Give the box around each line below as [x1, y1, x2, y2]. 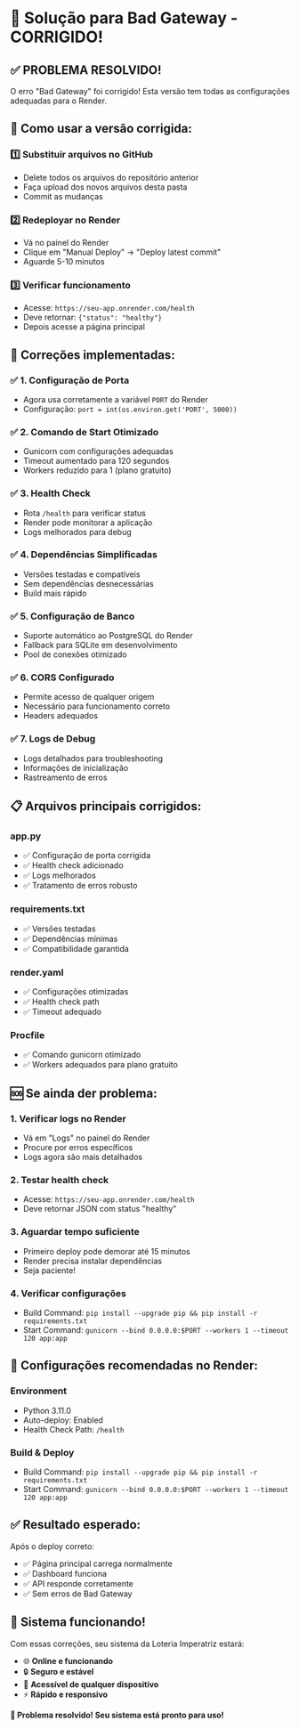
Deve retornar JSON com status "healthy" [22, 1204, 177, 1214]
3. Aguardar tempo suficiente [10, 1226, 141, 1238]
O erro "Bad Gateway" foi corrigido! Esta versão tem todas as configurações [10, 86, 290, 96]
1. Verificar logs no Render [10, 1112, 127, 1124]
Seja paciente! [22, 1264, 77, 1276]
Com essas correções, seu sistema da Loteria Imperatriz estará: [10, 1638, 245, 1649]
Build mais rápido [22, 588, 87, 598]
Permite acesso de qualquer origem [22, 692, 155, 702]
